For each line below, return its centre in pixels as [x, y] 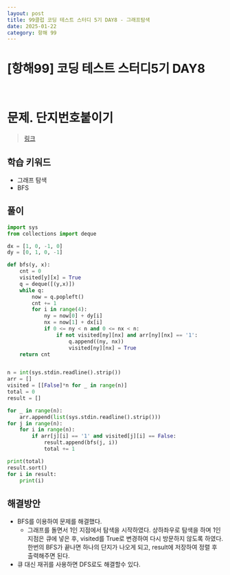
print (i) [32, 481]
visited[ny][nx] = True [102, 348]
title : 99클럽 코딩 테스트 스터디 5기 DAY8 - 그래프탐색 [79, 20]
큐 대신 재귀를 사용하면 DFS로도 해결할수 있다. [79, 565]
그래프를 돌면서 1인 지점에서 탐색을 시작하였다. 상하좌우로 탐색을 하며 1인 [124, 530]
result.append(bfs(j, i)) [81, 443]
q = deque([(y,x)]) [47, 284]
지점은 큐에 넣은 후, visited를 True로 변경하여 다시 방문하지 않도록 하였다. [125, 539]
